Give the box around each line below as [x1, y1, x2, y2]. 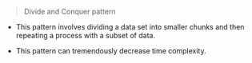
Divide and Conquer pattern [23, 7, 116, 16]
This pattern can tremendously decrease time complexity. [15, 46, 206, 55]
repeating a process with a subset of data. [15, 31, 156, 40]
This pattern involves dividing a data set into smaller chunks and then [15, 22, 245, 31]
